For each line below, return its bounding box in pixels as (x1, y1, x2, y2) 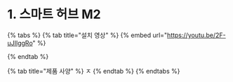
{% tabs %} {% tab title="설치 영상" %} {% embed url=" (7, 31, 168, 39)
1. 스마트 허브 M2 (7, 6, 101, 22)
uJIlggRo (7, 39, 33, 47)
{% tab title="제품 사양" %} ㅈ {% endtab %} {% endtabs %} (7, 67, 180, 75)
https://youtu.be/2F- (167, 31, 226, 39)
